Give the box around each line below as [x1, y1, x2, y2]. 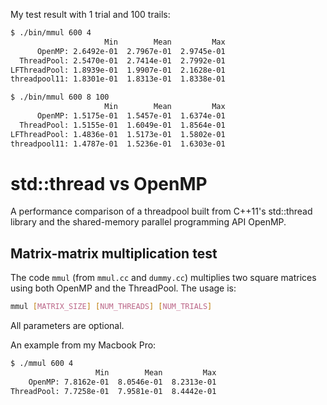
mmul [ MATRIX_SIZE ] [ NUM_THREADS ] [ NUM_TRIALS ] [10, 302, 213, 312]
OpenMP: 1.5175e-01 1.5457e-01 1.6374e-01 [36, 111, 226, 121]
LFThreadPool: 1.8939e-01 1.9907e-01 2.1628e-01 [10, 65, 226, 75]
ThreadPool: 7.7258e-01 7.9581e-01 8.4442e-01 [10, 386, 217, 396]
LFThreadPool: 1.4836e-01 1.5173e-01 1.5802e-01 [10, 129, 226, 139]
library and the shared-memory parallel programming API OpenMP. [10, 216, 287, 228]
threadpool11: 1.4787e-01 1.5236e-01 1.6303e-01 [10, 139, 226, 149]
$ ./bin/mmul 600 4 [10, 28, 92, 38]
